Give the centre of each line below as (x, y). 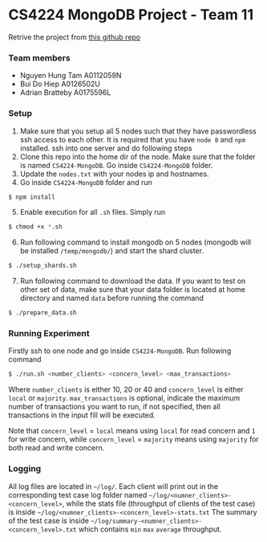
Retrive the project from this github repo (75, 37)
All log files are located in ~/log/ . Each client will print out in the (113, 486)
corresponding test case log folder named (78, 495)
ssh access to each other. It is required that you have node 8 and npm (133, 139)
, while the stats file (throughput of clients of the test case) (159, 503)
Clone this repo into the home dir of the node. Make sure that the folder (138, 156)
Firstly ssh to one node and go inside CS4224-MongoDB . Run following (120, 351)
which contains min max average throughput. (150, 529)
